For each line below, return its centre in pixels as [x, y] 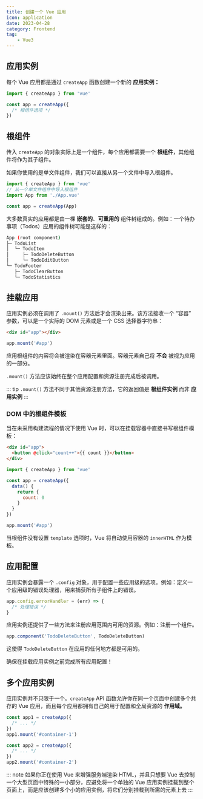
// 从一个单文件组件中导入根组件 [42, 189]
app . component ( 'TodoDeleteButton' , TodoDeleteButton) [76, 636]
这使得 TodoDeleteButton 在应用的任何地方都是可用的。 [75, 649]
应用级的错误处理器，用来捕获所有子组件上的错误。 [75, 590]
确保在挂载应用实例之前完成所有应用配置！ [59, 662]
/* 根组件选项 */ [31, 110]
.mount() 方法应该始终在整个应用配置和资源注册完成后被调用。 [84, 376]
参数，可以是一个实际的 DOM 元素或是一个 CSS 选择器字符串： [85, 321]
